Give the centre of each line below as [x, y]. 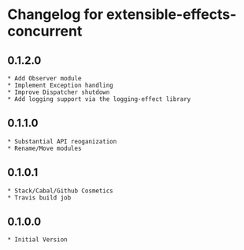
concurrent [45, 31]
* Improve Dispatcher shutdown [59, 92]
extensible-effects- [172, 15]
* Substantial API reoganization [62, 141]
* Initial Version [37, 240]
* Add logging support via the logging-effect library [99, 99]
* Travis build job [39, 198]
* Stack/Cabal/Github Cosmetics [60, 191]
